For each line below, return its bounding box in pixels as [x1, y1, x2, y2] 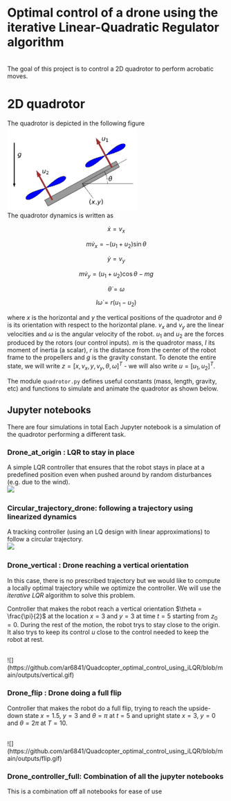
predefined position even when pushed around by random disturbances [7, 471, 212, 479]
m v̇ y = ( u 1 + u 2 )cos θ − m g [79, 270, 154, 280]
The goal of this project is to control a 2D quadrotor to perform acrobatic [7, 64, 214, 73]
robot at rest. [7, 636, 44, 644]
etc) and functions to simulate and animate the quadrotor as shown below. [7, 384, 219, 393]
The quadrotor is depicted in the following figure [7, 119, 145, 127]
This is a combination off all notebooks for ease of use [7, 787, 163, 795]
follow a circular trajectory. [7, 535, 84, 543]
